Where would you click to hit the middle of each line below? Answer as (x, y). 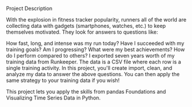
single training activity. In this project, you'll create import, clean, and (89, 68)
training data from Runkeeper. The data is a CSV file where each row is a (94, 62)
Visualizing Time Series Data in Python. (54, 98)
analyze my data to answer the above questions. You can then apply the (93, 74)
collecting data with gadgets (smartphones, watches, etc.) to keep (86, 26)
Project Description (29, 8)
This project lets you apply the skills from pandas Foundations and (86, 92)
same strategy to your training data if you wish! (63, 80)
